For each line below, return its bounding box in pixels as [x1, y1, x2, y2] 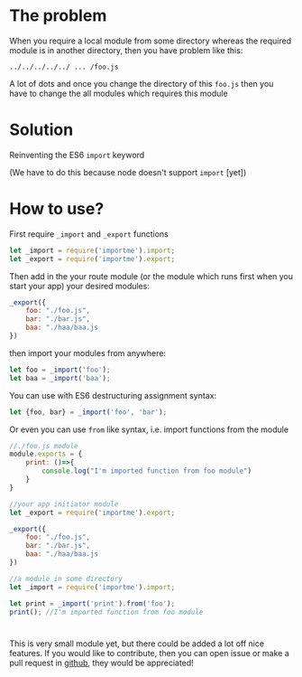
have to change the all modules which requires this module [9, 88, 228, 99]
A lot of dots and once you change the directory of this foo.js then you [9, 78, 274, 89]
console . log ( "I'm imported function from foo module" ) [41, 466, 252, 475]
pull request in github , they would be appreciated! [9, 657, 194, 668]
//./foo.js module [9, 441, 78, 450]
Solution [9, 119, 74, 140]
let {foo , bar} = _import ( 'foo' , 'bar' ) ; [9, 408, 168, 417]
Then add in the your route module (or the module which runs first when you [9, 270, 294, 281]
